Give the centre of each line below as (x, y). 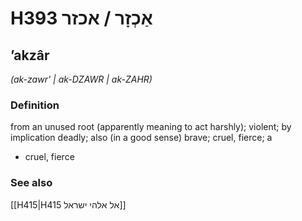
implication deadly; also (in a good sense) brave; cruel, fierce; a (141, 138)
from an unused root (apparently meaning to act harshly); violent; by (151, 127)
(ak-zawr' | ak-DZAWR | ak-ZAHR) (81, 79)
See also (31, 183)
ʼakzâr (30, 55)
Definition (35, 105)
